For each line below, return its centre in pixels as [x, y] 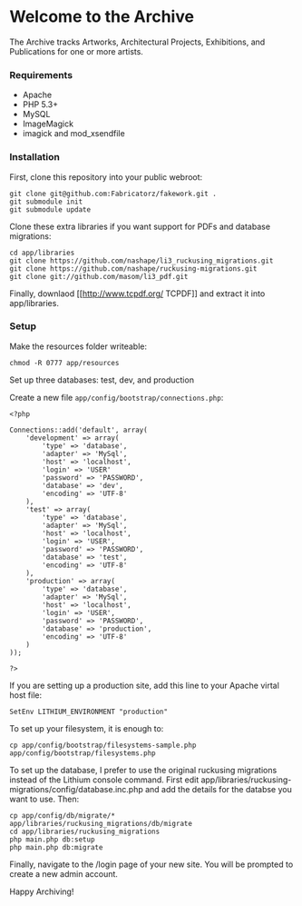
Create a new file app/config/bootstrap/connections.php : [117, 397]
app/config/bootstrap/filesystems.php [83, 753]
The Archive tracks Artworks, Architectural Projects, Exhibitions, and [137, 42]
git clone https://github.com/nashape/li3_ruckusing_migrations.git [141, 261]
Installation [35, 157]
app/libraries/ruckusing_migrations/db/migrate [101, 823]
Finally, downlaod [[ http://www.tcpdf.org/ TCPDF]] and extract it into [137, 294]
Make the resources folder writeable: [78, 346]
